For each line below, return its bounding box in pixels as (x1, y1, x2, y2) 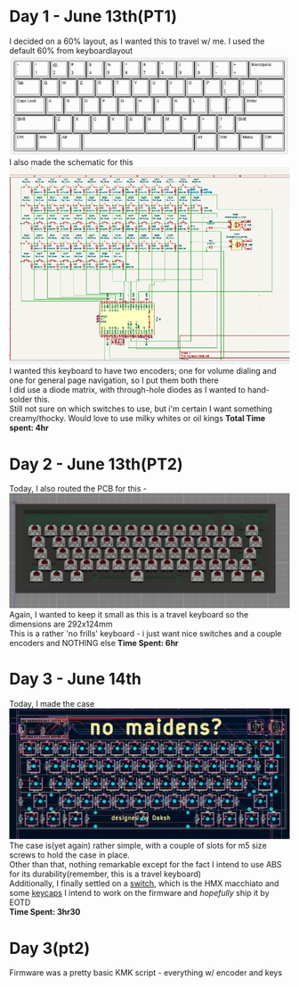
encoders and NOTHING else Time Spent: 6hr (9, 637, 180, 648)
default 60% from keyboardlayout (9, 45, 133, 55)
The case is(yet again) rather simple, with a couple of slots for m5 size (9, 841, 267, 851)
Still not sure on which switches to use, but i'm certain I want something (9, 403, 273, 414)
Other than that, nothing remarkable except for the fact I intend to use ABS (9, 859, 282, 870)
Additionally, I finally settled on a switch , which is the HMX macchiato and (9, 878, 279, 889)
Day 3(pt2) (9, 938, 91, 958)
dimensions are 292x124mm (9, 618, 113, 629)
